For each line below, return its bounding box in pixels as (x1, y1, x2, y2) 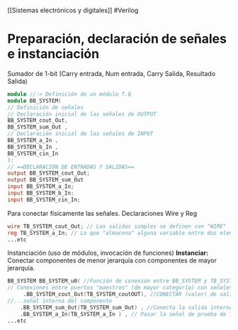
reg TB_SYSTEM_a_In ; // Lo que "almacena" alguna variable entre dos (7, 229, 217, 236)
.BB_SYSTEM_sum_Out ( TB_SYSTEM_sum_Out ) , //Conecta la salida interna (20, 304, 233, 311)
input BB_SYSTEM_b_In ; (7, 189, 74, 197)
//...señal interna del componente (7, 297, 113, 304)
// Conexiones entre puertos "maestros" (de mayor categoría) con (7, 284, 208, 292)
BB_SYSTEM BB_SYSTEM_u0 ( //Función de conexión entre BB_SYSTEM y (7, 277, 208, 285)
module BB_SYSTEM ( (7, 97, 62, 104)
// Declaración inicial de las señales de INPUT (7, 131, 154, 138)
